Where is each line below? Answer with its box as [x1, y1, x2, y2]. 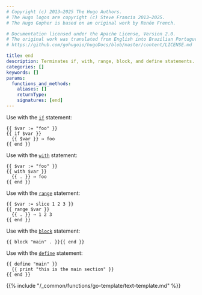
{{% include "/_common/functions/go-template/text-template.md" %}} [6, 282, 182, 289]
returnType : [17, 92, 47, 98]
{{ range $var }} [6, 206, 50, 212]
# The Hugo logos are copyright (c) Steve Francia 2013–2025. [6, 14, 165, 20]
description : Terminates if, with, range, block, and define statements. [6, 58, 195, 64]
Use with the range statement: [6, 189, 81, 197]
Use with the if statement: [6, 113, 72, 121]
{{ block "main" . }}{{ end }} [6, 239, 85, 245]
